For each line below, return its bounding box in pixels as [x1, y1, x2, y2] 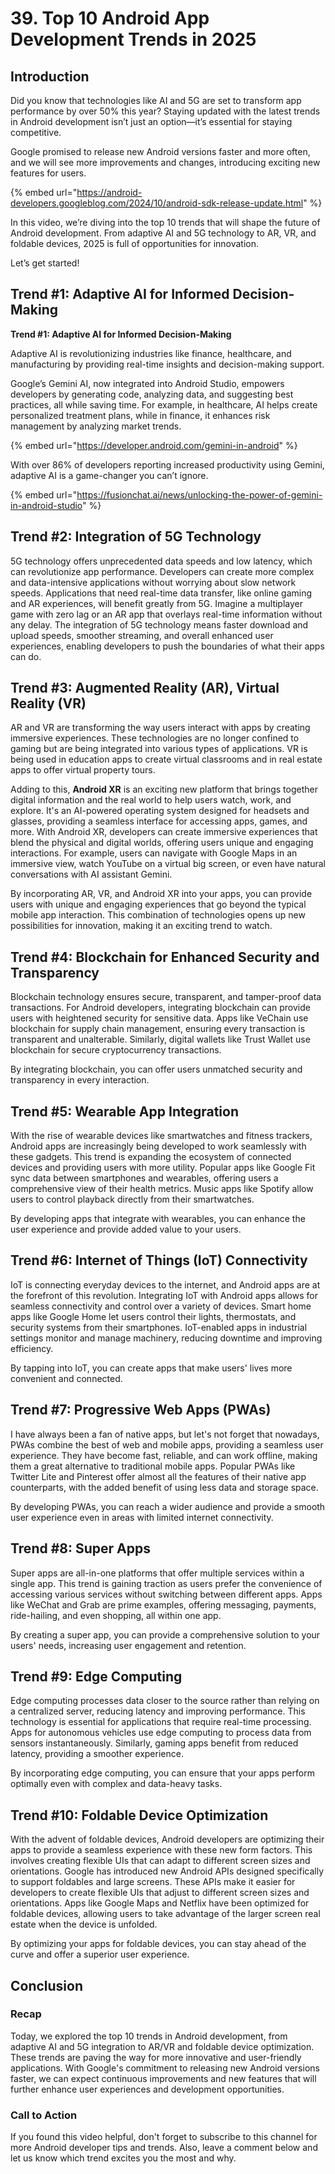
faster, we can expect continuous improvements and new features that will [10, 2072, 317, 2084]
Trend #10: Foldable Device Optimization [10, 1807, 269, 1824]
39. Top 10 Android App [10, 7, 210, 30]
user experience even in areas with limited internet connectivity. [10, 1511, 274, 1523]
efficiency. [10, 1342, 54, 1354]
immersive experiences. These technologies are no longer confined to [10, 732, 300, 744]
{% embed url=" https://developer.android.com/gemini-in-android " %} [10, 439, 298, 451]
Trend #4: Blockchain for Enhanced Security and [10, 948, 320, 966]
